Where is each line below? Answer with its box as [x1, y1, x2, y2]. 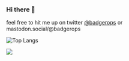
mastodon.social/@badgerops [6, 25, 81, 32]
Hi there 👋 [6, 5, 36, 14]
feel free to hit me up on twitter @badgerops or [6, 19, 123, 26]
